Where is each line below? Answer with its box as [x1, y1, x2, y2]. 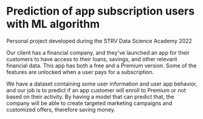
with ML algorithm [6, 17, 100, 31]
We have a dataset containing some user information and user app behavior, [6, 80, 198, 87]
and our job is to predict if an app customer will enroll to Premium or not [6, 86, 187, 93]
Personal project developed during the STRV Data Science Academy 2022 [6, 37, 193, 44]
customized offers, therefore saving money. [6, 106, 115, 113]
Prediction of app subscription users [6, 4, 195, 18]
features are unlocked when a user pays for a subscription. [6, 68, 154, 75]
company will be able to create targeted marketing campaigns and [6, 99, 173, 107]
